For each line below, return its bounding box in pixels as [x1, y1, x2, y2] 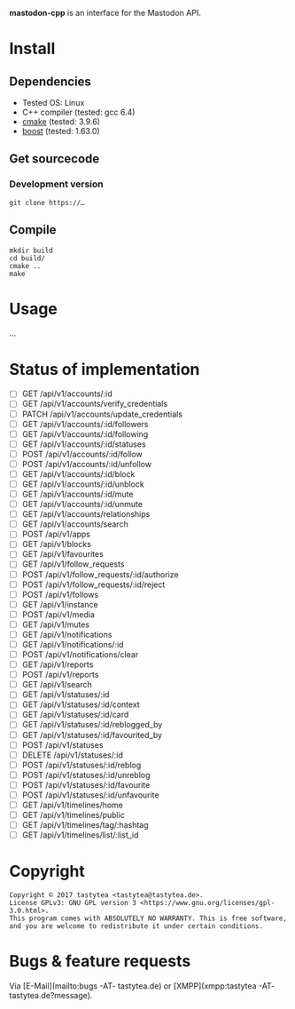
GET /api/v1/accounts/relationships [21, 509, 151, 520]
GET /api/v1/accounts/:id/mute [21, 489, 135, 499]
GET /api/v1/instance [21, 599, 99, 609]
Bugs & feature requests [9, 951, 191, 972]
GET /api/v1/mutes [21, 619, 90, 630]
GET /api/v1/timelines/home [21, 799, 124, 810]
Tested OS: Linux [21, 98, 85, 107]
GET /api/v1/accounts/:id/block [21, 468, 136, 479]
